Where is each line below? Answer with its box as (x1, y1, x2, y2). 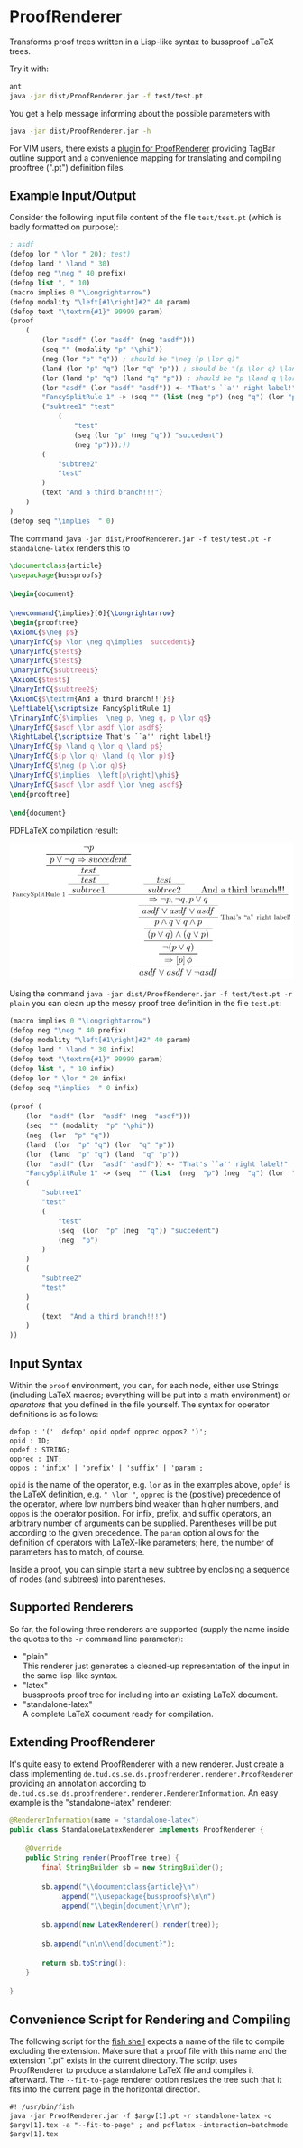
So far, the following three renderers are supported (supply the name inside (9, 1623, 289, 1634)
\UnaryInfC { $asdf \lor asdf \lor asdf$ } (9, 723, 164, 733)
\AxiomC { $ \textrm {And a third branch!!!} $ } (9, 694, 176, 704)
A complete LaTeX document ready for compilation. (22, 1708, 214, 1719)
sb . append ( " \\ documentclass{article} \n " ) (41, 1882, 200, 1891)
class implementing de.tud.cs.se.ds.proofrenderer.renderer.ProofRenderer (9, 1768, 294, 1779)
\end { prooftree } (9, 789, 70, 798)
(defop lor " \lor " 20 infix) (9, 1073, 127, 1083)
